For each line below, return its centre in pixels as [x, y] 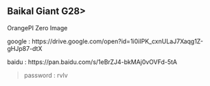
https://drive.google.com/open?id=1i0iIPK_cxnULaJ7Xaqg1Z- [118, 41]
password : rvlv [46, 75]
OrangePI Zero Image [37, 28]
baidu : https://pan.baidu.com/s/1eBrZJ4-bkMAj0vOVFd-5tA [92, 62]
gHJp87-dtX [25, 48]
